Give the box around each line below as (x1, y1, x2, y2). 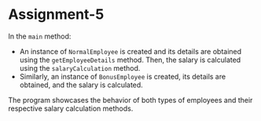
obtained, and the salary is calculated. (19, 80, 143, 90)
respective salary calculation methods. (8, 104, 134, 113)
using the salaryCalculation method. (19, 63, 141, 72)
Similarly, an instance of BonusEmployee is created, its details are (19, 71, 226, 81)
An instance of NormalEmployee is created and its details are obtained (19, 46, 242, 56)
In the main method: (8, 31, 72, 41)
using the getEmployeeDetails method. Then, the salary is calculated (19, 55, 241, 64)
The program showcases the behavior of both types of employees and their (8, 95, 253, 104)
